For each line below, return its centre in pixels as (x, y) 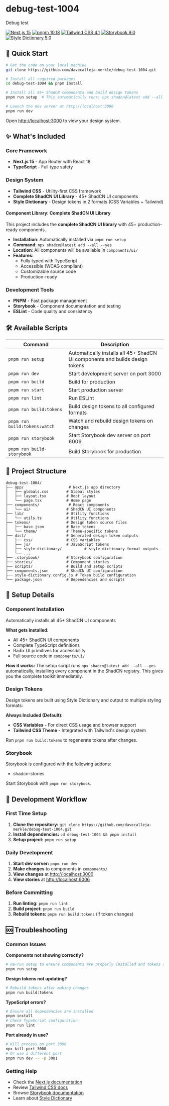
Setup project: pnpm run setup (45, 839)
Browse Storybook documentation (48, 1092)
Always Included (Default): (34, 715)
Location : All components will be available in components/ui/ (75, 250)
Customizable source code (48, 271)
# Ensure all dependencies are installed (50, 1011)
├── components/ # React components (57, 505)
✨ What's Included (36, 136)
